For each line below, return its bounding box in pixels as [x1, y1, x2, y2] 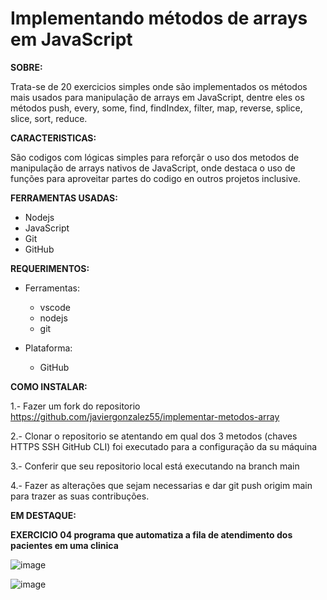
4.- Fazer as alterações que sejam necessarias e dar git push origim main [10, 479, 313, 491]
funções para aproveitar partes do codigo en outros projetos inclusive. [10, 172, 301, 184]
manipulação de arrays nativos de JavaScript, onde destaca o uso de [10, 162, 296, 174]
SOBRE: [10, 61, 43, 73]
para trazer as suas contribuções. [10, 490, 150, 502]
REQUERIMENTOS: [10, 262, 90, 274]
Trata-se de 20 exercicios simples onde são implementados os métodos [10, 80, 308, 92]
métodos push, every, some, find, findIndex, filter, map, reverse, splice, [10, 102, 303, 114]
